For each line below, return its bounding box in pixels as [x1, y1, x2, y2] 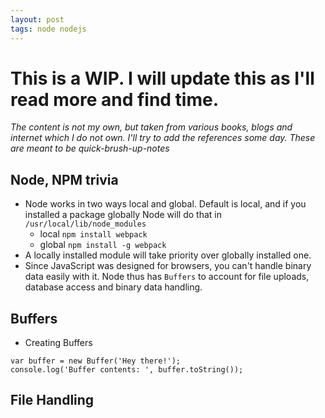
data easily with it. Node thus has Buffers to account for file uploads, [24, 271, 310, 283]
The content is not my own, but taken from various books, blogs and [10, 121, 293, 133]
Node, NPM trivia [10, 171, 119, 188]
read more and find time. [10, 88, 220, 111]
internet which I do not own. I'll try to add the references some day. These [10, 132, 316, 144]
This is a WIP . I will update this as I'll [10, 67, 315, 90]
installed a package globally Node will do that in [24, 209, 222, 221]
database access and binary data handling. [24, 281, 203, 293]
